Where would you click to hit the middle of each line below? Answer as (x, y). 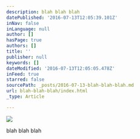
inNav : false (23, 23)
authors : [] (21, 46)
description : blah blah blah (43, 12)
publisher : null (27, 57)
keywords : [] (23, 63)
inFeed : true (23, 74)
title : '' (19, 52)
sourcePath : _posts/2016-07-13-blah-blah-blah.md (70, 86)
